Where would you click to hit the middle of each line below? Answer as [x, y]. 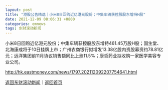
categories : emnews [26, 24]
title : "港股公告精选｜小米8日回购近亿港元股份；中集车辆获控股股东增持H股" [75, 14]
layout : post [19, 10]
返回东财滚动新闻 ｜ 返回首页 [34, 82]
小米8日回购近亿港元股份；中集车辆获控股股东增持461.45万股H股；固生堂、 [83, 43]
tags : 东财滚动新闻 [23, 28]
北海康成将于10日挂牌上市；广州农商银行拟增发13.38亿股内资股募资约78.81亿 [84, 49]
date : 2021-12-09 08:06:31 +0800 [40, 19]
